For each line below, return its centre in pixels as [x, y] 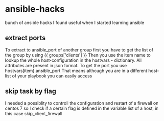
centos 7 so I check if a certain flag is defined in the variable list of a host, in [82, 108]
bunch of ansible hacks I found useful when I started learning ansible [75, 23]
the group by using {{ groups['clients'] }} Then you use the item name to [78, 55]
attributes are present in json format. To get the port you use [66, 65]
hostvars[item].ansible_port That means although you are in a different [76, 71]
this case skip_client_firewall [34, 113]
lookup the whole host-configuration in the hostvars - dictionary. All [73, 60]
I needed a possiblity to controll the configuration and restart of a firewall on [82, 103]
